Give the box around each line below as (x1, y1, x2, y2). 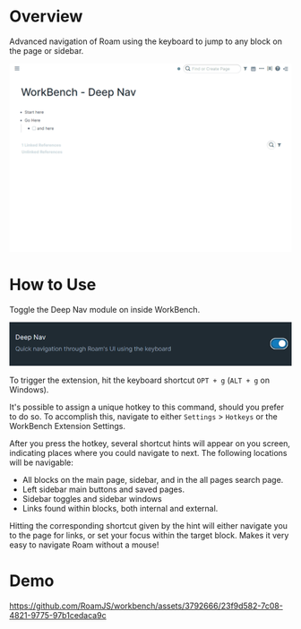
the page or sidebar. (9, 45, 84, 56)
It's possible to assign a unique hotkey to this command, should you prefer (9, 401, 285, 412)
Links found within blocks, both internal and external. (21, 503, 219, 513)
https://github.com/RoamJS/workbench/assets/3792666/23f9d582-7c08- (9, 600, 284, 611)
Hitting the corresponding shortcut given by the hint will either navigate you (9, 520, 288, 530)
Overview (9, 6, 83, 27)
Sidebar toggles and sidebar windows (21, 493, 163, 504)
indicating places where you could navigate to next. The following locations (9, 447, 288, 458)
